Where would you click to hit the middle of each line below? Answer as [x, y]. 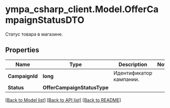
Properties [22, 50]
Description [133, 64]
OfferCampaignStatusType [76, 87]
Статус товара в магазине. [34, 34]
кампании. [126, 79]
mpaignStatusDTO [45, 20]
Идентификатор [133, 73]
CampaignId [23, 76]
